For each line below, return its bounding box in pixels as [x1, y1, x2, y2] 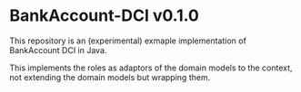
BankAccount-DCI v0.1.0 [9, 5, 200, 26]
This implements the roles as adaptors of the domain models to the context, [9, 62, 293, 73]
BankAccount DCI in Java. [9, 44, 107, 55]
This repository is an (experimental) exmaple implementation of [9, 35, 247, 46]
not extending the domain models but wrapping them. [9, 71, 211, 82]
